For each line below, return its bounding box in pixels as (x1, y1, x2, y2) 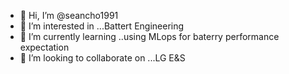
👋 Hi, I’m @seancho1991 (19, 10, 119, 21)
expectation (19, 41, 70, 53)
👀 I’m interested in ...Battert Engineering (19, 20, 185, 32)
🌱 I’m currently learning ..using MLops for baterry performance (19, 31, 280, 42)
